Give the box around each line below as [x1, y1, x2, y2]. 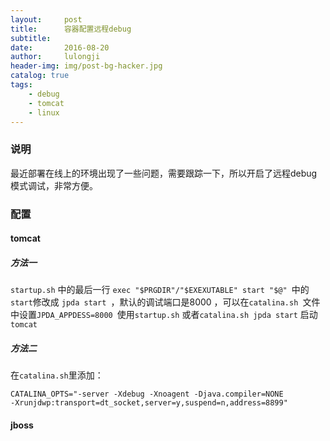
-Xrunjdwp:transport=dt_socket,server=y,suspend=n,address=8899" [10, 398, 288, 408]
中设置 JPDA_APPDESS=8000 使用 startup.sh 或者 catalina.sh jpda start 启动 [10, 309, 318, 321]
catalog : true [10, 71, 70, 81]
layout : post [10, 14, 83, 25]
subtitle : [10, 33, 52, 43]
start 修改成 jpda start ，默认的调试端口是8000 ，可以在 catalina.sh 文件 [10, 296, 321, 308]
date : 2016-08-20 [10, 42, 110, 53]
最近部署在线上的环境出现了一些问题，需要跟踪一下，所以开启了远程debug [10, 167, 318, 179]
